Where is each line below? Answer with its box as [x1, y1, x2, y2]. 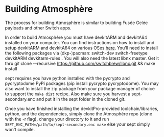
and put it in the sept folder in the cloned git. [36, 96, 126, 102]
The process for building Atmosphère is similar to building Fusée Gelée [5, 20, 148, 26]
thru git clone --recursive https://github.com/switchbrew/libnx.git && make [5, 60, 156, 66]
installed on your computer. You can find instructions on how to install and [5, 39, 155, 45]
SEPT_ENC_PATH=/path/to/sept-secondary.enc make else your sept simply [5, 121, 150, 127]
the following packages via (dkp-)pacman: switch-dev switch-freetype [5, 50, 148, 56]
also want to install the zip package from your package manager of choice [5, 85, 155, 91]
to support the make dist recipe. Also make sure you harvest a [5, 91, 131, 97]
